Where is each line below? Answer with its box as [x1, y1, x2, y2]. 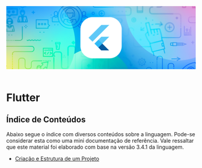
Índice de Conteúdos [6, 115, 86, 125]
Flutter [6, 91, 40, 104]
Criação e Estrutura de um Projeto [14, 155, 99, 162]
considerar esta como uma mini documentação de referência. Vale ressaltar [6, 137, 194, 144]
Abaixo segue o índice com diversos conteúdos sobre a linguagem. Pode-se [6, 130, 195, 137]
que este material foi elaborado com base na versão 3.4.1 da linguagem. [6, 143, 185, 151]
